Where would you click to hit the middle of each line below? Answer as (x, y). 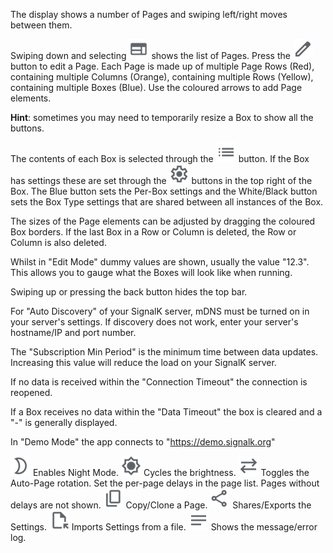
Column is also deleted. (58, 242)
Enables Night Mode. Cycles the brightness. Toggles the (171, 472)
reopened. (31, 392)
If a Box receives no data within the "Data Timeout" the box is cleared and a (166, 412)
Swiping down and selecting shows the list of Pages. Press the (150, 55)
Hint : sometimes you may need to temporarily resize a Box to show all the (162, 117)
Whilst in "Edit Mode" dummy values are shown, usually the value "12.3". (160, 262)
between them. (41, 25)
